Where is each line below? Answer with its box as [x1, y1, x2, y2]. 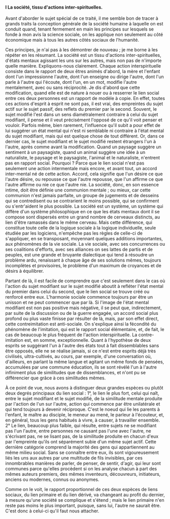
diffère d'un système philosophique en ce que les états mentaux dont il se [5, 209, 160, 215]
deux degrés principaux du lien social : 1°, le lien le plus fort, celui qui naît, [5, 390, 159, 396]
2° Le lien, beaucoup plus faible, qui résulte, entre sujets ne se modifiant [5, 423, 157, 429]
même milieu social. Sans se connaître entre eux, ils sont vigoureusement [5, 449, 159, 456]
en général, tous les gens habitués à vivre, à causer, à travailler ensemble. [5, 417, 160, 424]
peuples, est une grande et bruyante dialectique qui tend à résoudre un [5, 252, 154, 258]
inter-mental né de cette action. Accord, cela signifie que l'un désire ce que [5, 171, 163, 177]
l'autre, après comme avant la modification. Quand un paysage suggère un [5, 144, 161, 150]
